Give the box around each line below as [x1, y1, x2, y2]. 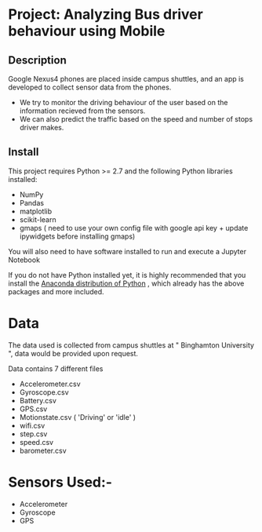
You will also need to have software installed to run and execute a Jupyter [8, 246, 247, 256]
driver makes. [19, 123, 64, 132]
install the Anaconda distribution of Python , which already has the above [8, 279, 245, 288]
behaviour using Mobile [8, 22, 166, 40]
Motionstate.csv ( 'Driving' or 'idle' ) [19, 412, 136, 421]
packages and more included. [8, 286, 104, 296]
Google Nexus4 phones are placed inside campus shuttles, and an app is [8, 75, 245, 83]
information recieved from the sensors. [19, 106, 146, 115]
